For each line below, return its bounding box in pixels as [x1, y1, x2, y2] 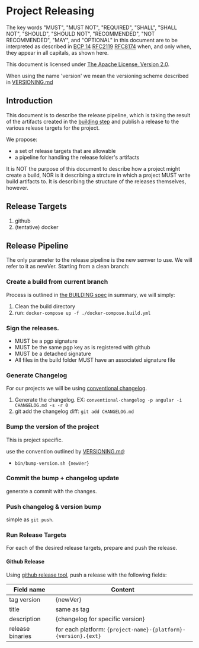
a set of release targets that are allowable [14, 147, 116, 154]
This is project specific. [6, 436, 63, 443]
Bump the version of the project [6, 422, 99, 431]
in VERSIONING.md [6, 79, 53, 86]
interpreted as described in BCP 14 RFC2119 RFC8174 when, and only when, [6, 43, 191, 50]
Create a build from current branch [6, 278, 108, 286]
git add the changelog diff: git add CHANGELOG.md [14, 408, 134, 415]
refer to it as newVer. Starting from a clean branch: [6, 263, 130, 270]
